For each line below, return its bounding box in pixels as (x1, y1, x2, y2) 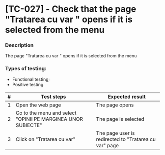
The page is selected (96, 115, 145, 122)
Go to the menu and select (15, 109, 77, 116)
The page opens (96, 102, 134, 108)
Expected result (108, 93, 146, 100)
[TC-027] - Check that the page (5, 3, 137, 15)
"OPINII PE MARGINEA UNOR (15, 115, 83, 122)
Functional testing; (12, 76, 50, 82)
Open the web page (15, 102, 61, 108)
